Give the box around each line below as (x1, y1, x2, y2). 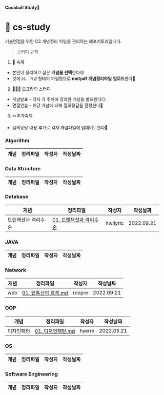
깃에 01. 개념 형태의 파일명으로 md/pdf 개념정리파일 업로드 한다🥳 (12, 76, 136, 81)
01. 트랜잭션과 (52, 216, 84, 223)
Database (5, 193, 28, 200)
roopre (73, 289, 88, 296)
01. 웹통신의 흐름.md (21, 290, 68, 296)
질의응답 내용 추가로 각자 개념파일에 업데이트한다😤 (12, 124, 108, 130)
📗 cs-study (5, 22, 51, 33)
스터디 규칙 (17, 49, 39, 55)
